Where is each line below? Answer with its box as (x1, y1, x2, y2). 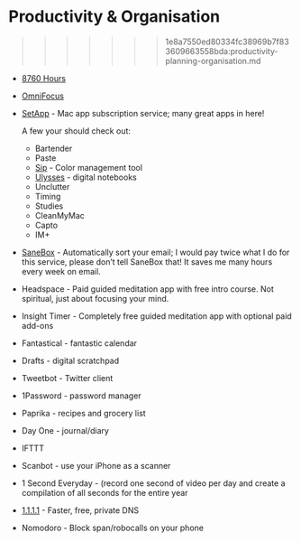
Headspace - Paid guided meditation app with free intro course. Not (21, 283, 274, 294)
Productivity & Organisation (8, 6, 221, 27)
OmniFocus (21, 90, 65, 101)
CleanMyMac (34, 210, 85, 220)
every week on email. (21, 266, 101, 276)
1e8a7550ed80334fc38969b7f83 (165, 36, 289, 47)
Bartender (34, 143, 73, 154)
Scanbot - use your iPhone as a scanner (21, 460, 171, 471)
